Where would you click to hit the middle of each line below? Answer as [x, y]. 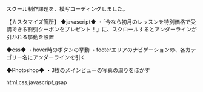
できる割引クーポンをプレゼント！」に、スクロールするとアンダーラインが [104, 29]
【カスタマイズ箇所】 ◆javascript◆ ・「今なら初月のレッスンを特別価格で [98, 22]
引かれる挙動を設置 [30, 37]
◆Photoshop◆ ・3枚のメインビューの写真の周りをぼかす [78, 70]
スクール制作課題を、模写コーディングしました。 [67, 9]
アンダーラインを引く [59, 57]
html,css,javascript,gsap [37, 82]
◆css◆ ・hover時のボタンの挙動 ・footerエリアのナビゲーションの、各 [96, 50]
